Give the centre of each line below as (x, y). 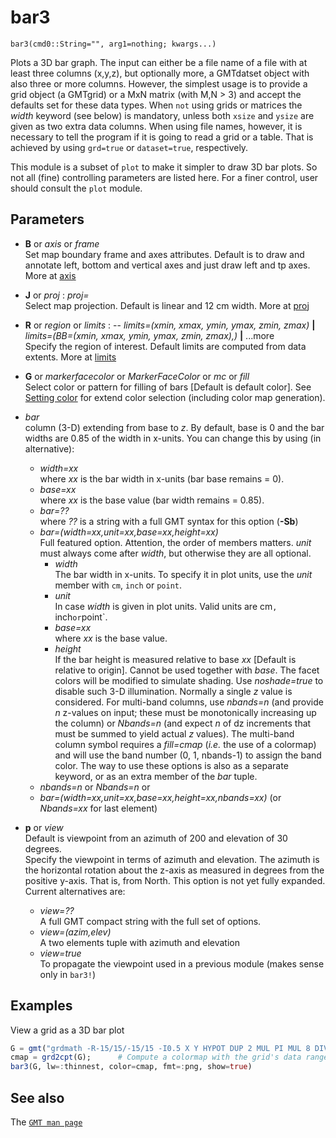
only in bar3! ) (68, 974)
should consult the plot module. (76, 188)
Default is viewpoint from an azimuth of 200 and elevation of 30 (156, 838)
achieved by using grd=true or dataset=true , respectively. (129, 147)
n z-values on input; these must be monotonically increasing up (185, 712)
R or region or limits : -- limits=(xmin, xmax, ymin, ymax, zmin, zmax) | (170, 325)
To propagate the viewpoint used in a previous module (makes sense (182, 963)
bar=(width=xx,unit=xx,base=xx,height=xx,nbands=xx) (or (160, 797)
